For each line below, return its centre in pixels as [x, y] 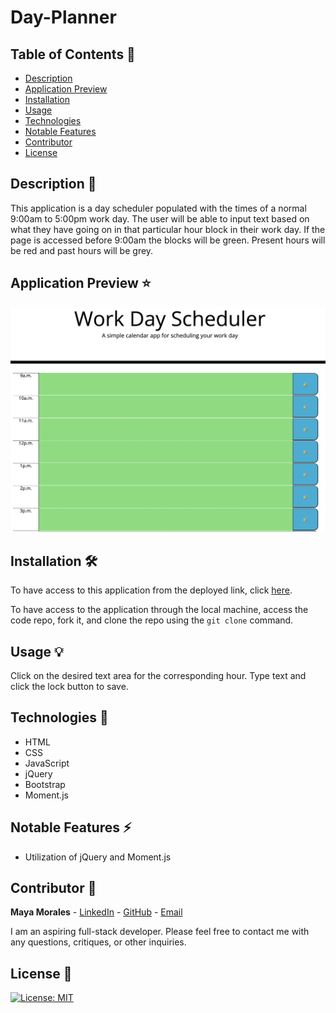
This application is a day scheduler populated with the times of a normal [158, 208]
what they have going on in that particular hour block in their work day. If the [168, 229]
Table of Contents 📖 [73, 54]
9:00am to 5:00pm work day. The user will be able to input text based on [160, 218]
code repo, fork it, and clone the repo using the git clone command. [152, 620]
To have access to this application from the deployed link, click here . [151, 590]
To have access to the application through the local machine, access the [159, 610]
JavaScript [47, 763]
